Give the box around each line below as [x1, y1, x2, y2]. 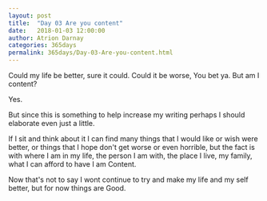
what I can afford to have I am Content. [8, 160, 137, 168]
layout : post [8, 11, 52, 20]
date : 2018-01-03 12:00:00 [8, 26, 106, 34]
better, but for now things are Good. [8, 183, 126, 192]
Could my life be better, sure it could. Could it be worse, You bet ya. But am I [8, 71, 260, 80]
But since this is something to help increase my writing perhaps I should [8, 110, 245, 120]
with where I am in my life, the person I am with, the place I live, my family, [8, 151, 253, 160]
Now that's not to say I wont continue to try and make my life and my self [8, 175, 249, 184]
